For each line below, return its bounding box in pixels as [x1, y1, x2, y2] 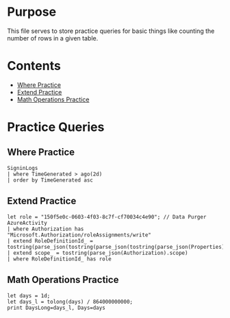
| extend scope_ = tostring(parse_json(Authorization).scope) [7, 249, 188, 256]
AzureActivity [7, 219, 48, 226]
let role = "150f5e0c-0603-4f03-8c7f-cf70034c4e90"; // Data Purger [7, 213, 207, 220]
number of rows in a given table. [7, 34, 99, 42]
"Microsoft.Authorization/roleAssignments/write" [7, 231, 152, 238]
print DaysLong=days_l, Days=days [7, 304, 106, 311]
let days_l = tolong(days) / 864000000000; [7, 298, 133, 305]
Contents [7, 58, 62, 74]
